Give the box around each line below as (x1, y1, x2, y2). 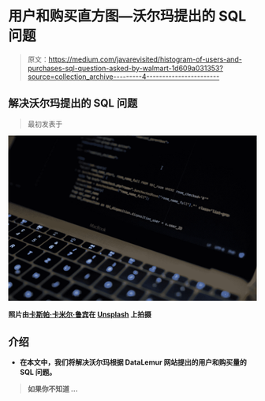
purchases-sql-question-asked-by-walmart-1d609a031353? (27, 63, 223, 73)
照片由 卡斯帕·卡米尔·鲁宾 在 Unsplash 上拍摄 (8, 309, 152, 320)
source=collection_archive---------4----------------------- (27, 72, 220, 81)
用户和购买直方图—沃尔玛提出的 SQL (8, 7, 247, 25)
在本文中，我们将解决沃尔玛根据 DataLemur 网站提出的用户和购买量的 (19, 358, 247, 367)
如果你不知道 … (27, 384, 79, 394)
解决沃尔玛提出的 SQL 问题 (8, 96, 138, 111)
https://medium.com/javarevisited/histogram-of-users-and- (48, 54, 242, 64)
